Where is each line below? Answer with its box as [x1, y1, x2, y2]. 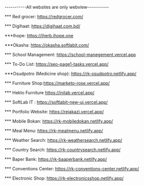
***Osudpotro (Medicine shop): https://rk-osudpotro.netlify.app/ [4, 71, 137, 77]
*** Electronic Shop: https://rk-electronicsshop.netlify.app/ [4, 175, 124, 181]
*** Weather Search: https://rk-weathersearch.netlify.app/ [4, 137, 122, 143]
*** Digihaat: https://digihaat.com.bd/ [4, 23, 81, 29]
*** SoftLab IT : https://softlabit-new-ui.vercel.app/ [4, 99, 108, 105]
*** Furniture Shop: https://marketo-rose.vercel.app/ [4, 80, 110, 86]
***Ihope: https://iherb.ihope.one [4, 33, 74, 38]
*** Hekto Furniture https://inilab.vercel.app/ [4, 90, 95, 95]
